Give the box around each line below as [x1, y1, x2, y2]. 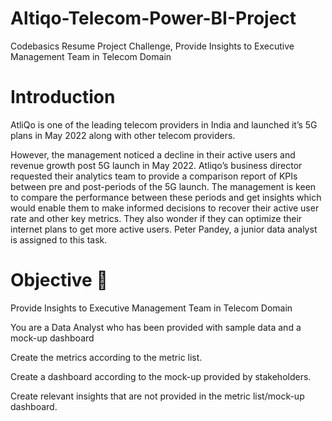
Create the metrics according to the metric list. [10, 351, 203, 363]
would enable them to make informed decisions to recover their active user [10, 202, 320, 214]
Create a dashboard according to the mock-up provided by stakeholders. [10, 370, 312, 382]
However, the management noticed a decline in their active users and [10, 148, 296, 161]
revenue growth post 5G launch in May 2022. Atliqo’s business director [10, 159, 303, 171]
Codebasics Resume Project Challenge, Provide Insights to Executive [10, 40, 295, 52]
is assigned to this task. [10, 233, 108, 246]
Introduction [10, 86, 116, 109]
